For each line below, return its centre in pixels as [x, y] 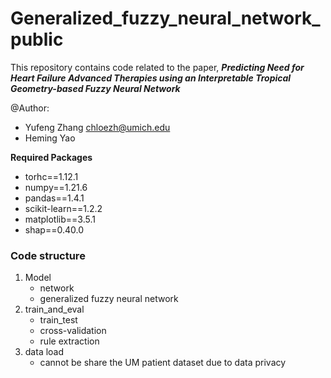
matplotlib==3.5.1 [60, 219]
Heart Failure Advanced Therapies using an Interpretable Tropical [151, 78]
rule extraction [69, 341]
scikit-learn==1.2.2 [63, 208]
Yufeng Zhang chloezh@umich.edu [97, 127]
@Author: [30, 108]
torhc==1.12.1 [51, 176]
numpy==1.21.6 [56, 187]
